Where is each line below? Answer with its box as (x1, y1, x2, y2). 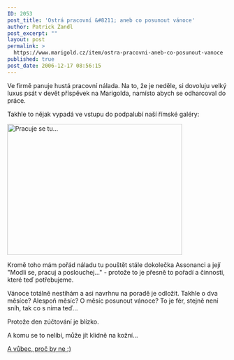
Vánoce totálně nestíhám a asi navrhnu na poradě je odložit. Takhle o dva (7, 289, 218, 297)
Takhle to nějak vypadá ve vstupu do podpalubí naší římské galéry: (7, 110, 200, 118)
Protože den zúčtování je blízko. (7, 317, 99, 326)
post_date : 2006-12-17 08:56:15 (7, 62, 101, 69)
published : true (7, 56, 54, 63)
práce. (7, 96, 26, 105)
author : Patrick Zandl (7, 23, 73, 30)
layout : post (7, 36, 45, 43)
